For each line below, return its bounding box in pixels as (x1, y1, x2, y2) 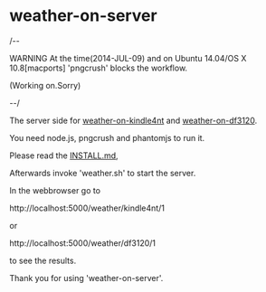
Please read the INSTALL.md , (9, 150, 119, 161)
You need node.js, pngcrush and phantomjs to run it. (9, 132, 205, 143)
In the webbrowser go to (9, 184, 101, 195)
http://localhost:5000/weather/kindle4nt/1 (9, 203, 166, 213)
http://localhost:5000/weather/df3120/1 (9, 237, 157, 249)
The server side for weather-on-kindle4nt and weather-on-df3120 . (9, 115, 258, 126)
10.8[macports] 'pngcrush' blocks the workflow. (9, 62, 188, 73)
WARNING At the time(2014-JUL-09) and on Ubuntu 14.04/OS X (9, 52, 247, 63)
